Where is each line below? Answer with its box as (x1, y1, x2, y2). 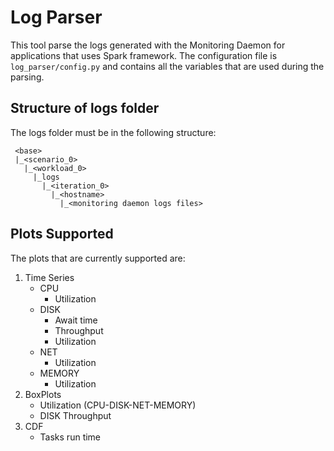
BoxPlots (24, 388, 62, 400)
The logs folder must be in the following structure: (10, 126, 217, 138)
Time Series (24, 271, 75, 283)
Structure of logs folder (10, 100, 160, 117)
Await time (54, 314, 98, 326)
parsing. (10, 71, 45, 83)
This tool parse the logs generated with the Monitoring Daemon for (10, 39, 286, 51)
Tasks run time (39, 431, 102, 443)
